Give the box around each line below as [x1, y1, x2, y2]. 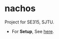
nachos [4, 3, 36, 14]
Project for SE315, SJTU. [4, 19, 55, 25]
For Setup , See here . [11, 28, 55, 34]
